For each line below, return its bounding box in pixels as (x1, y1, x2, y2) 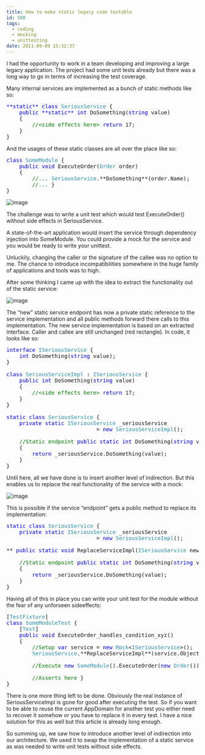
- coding (12, 26, 34, 32)
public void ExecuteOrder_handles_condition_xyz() (19, 632, 174, 638)
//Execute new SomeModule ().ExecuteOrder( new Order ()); (32, 662, 203, 669)
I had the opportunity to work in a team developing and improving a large (6, 59, 190, 67)
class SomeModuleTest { (6, 619, 77, 626)
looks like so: (6, 334, 40, 342)
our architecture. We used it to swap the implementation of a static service (6, 736, 194, 743)
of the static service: (6, 285, 58, 292)
